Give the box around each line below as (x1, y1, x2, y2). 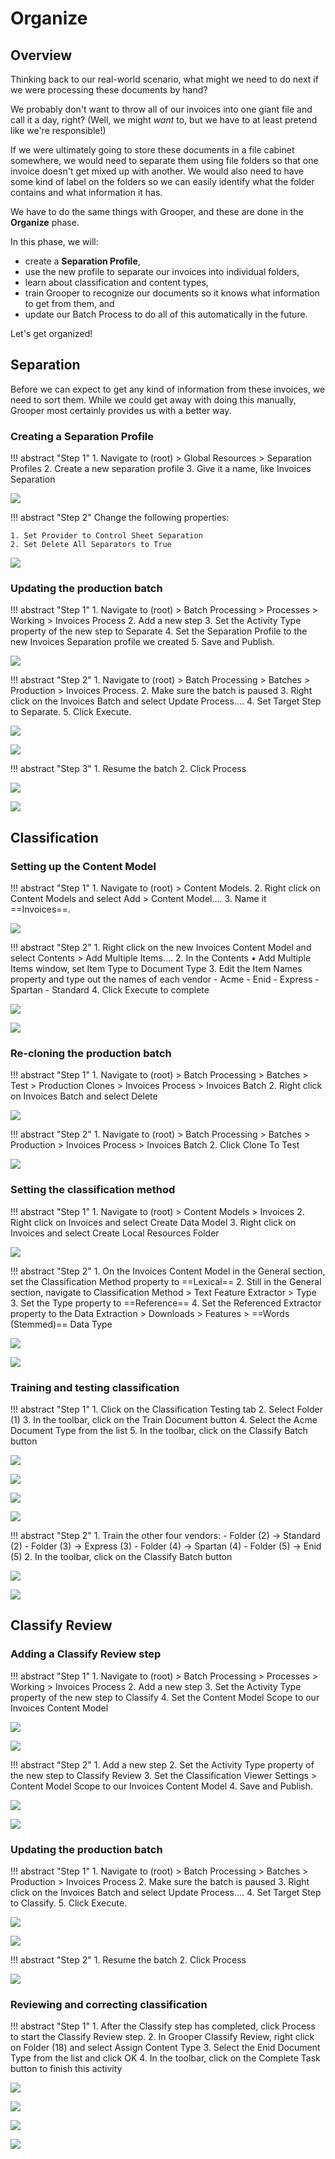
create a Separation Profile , (24, 255, 141, 267)
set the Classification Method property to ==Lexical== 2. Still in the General (10, 1275, 322, 1287)
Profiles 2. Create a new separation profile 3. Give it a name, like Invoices (10, 463, 312, 475)
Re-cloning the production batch (10, 1047, 172, 1061)
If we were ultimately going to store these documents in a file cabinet (10, 144, 295, 156)
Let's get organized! (10, 328, 93, 339)
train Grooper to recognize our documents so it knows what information (24, 287, 320, 299)
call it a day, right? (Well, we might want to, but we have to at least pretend (10, 114, 318, 126)
